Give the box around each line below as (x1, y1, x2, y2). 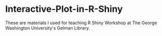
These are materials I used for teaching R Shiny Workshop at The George (5, 20, 157, 26)
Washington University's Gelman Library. (5, 25, 90, 31)
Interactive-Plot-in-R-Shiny (5, 3, 123, 15)
